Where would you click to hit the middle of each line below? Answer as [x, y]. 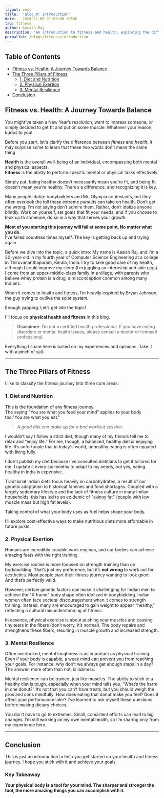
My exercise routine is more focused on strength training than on [70, 564]
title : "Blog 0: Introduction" [38, 14]
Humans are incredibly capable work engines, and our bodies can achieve [80, 549]
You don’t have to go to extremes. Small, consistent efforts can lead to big [79, 715]
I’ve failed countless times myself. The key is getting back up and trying [77, 237]
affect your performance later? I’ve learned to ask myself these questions [79, 700]
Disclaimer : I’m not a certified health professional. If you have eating [86, 326]
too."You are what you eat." [32, 417]
